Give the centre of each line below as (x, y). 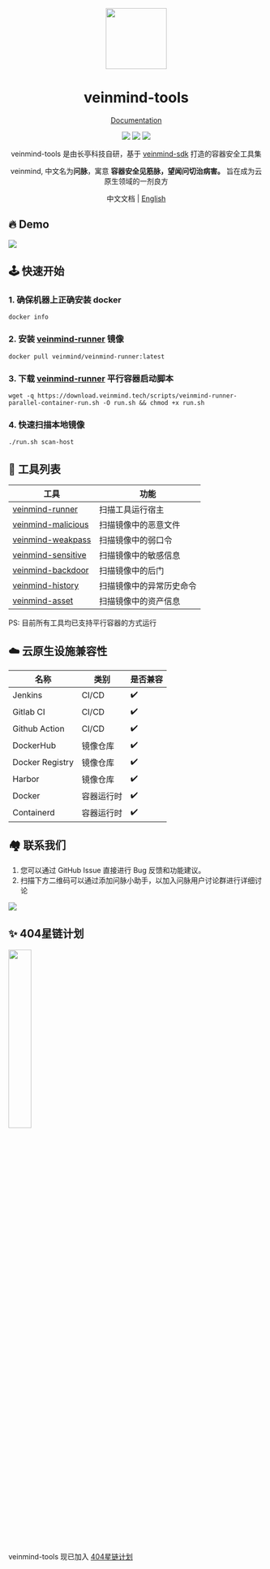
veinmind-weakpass (52, 540)
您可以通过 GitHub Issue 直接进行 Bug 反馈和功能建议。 (113, 870)
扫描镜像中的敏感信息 (139, 555)
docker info (28, 317)
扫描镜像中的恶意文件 (139, 525)
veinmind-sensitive (49, 555)
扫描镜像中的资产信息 (139, 602)
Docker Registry (43, 763)
